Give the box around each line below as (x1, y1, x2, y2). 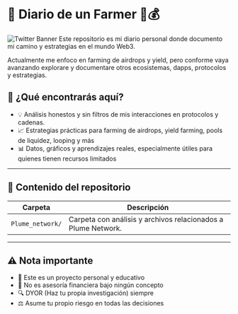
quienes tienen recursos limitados (17, 154, 117, 163)
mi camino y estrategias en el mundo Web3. (7, 42, 136, 50)
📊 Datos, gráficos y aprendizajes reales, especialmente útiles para (17, 144, 213, 153)
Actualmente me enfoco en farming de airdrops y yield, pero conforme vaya (7, 55, 229, 64)
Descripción (127, 202, 169, 212)
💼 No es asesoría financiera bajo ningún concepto (17, 281, 164, 289)
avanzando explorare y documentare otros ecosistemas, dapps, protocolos (7, 63, 227, 71)
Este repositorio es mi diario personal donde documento (59, 34, 223, 43)
